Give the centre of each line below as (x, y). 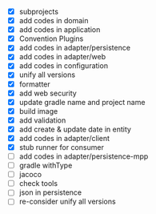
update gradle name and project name (82, 102)
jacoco (30, 175)
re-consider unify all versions (68, 202)
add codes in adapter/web (62, 57)
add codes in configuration (64, 66)
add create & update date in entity (75, 129)
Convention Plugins (51, 38)
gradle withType (46, 166)
